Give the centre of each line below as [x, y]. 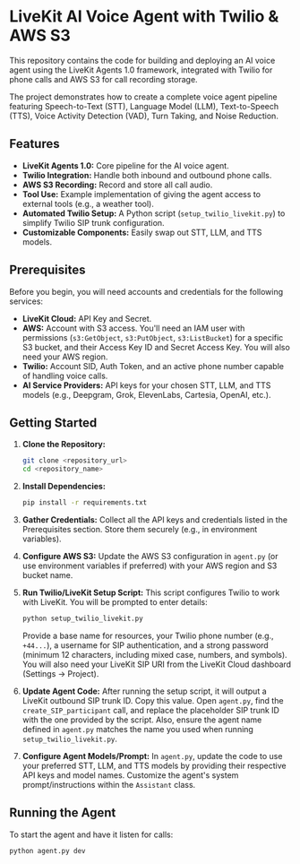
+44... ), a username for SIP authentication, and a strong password [145, 645]
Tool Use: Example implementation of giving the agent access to [141, 194]
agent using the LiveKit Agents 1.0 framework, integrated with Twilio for [141, 70]
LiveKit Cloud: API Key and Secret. [87, 318]
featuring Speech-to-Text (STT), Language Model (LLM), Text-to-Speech [144, 106]
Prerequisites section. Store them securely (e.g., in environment [140, 529]
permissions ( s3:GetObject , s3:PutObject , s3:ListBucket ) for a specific [153, 337]
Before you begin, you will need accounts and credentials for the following [146, 291]
